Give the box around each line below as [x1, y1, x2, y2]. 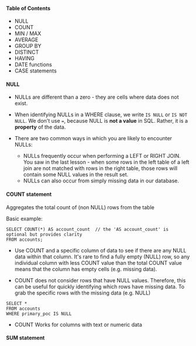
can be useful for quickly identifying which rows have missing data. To [14, 283, 185, 290]
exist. [14, 100, 28, 107]
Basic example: [6, 215, 43, 222]
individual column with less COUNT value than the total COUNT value [14, 259, 183, 266]
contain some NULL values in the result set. [23, 171, 129, 178]
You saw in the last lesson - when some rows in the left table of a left [23, 158, 190, 166]
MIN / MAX [14, 30, 42, 37]
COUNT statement [6, 191, 52, 198]
